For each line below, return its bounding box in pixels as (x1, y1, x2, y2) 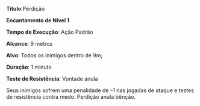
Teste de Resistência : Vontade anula (6, 75, 98, 82)
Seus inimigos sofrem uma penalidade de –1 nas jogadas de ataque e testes (6, 87, 195, 94)
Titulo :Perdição (6, 5, 45, 12)
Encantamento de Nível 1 (6, 17, 70, 23)
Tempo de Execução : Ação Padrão (6, 28, 93, 36)
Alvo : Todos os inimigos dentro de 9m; (6, 52, 103, 59)
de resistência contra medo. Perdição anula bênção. (6, 93, 136, 100)
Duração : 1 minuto (6, 63, 52, 70)
